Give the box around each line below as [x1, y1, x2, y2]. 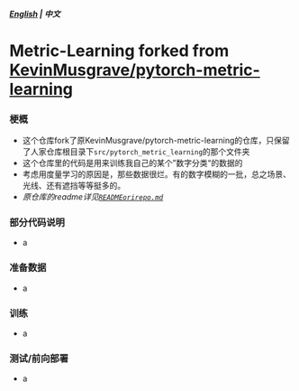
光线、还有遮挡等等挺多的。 [22, 181, 126, 191]
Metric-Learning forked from [9, 41, 230, 61]
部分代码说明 [9, 217, 66, 228]
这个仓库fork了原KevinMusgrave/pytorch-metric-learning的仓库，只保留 [22, 135, 290, 146]
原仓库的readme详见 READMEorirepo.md [22, 191, 164, 202]
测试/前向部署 [9, 352, 69, 365]
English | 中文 [9, 8, 61, 19]
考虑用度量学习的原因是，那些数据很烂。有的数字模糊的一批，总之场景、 [22, 169, 291, 180]
